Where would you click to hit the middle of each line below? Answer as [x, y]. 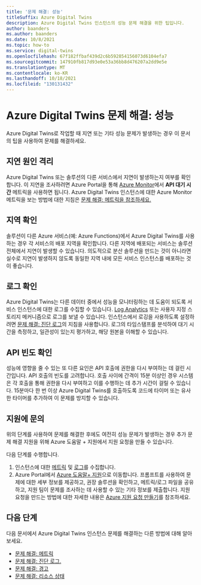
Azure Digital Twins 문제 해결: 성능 [90, 116]
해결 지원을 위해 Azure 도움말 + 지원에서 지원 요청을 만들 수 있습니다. [93, 442]
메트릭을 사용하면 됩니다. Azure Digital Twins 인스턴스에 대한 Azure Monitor [102, 192]
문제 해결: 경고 [32, 568]
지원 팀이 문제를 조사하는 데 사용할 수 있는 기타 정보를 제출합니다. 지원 [109, 489]
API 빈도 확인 [29, 352]
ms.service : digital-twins [40, 51]
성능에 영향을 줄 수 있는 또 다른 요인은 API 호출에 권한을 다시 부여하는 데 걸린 [95, 368]
